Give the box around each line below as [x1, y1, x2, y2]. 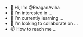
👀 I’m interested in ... [10, 10, 53, 16]
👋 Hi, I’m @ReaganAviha [10, 5, 60, 10]
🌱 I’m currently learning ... [10, 15, 64, 21]
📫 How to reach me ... [10, 26, 57, 32]
